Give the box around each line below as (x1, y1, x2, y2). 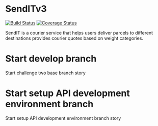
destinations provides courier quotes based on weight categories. (5, 35, 144, 41)
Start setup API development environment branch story (5, 115, 121, 121)
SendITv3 (5, 3, 47, 15)
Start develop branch (5, 53, 97, 65)
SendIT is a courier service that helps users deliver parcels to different (5, 29, 153, 36)
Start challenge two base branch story (5, 70, 86, 76)
